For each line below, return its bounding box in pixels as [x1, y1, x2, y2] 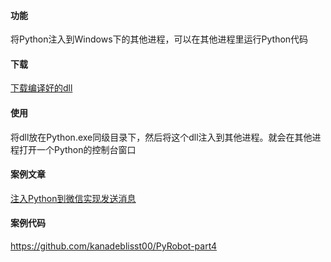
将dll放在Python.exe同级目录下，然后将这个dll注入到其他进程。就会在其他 [10, 131, 313, 143]
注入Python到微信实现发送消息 [10, 192, 137, 204]
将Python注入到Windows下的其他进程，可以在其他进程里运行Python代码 [10, 33, 309, 45]
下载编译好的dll [10, 82, 73, 94]
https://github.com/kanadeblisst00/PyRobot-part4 [10, 240, 218, 252]
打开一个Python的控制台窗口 [18, 143, 137, 155]
